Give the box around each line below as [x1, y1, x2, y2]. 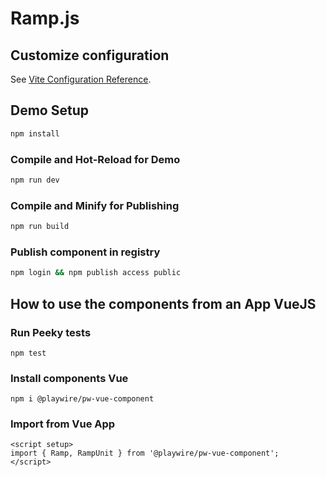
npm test [10, 348, 47, 358]
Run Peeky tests [10, 325, 92, 339]
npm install [10, 128, 60, 139]
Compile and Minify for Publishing [10, 198, 180, 212]
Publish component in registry [10, 245, 161, 259]
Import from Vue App [10, 417, 116, 431]
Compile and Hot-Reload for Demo [10, 152, 181, 166]
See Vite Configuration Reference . [10, 73, 152, 85]
